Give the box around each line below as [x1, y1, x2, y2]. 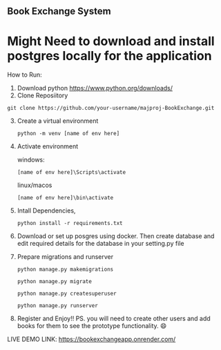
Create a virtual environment [17, 117, 99, 125]
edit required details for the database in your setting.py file [17, 240, 184, 248]
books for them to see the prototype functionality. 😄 [17, 322, 167, 330]
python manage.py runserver [17, 302, 98, 309]
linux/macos [17, 181, 52, 189]
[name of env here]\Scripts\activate [17, 169, 126, 176]
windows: [17, 155, 45, 164]
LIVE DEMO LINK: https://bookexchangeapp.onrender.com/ [7, 335, 176, 344]
